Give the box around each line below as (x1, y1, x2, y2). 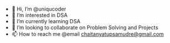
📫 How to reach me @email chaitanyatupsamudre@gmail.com (11, 31, 164, 37)
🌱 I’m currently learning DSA (11, 18, 81, 24)
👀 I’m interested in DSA (11, 12, 68, 19)
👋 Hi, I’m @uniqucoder (11, 6, 66, 12)
